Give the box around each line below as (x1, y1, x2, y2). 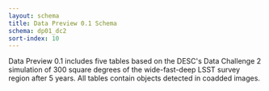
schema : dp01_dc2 (8, 27, 67, 35)
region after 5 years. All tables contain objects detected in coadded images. (8, 73, 261, 83)
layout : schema (8, 11, 60, 20)
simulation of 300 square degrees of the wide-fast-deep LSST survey (8, 65, 241, 75)
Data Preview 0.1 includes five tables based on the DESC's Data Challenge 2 (8, 56, 262, 66)
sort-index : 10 (8, 34, 60, 43)
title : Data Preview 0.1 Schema (8, 19, 117, 27)
